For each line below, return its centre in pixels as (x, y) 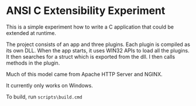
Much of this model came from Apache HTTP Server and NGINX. (84, 74)
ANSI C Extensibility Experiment (86, 11)
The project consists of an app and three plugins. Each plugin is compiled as (98, 44)
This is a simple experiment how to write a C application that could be (90, 27)
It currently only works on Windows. (50, 85)
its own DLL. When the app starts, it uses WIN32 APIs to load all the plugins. (98, 50)
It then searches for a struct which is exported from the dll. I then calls (91, 56)
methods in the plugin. (33, 63)
